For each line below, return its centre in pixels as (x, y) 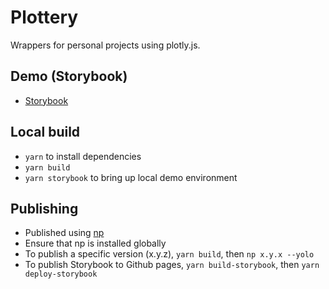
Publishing (44, 208)
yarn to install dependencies (83, 156)
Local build (45, 132)
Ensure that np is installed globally (95, 243)
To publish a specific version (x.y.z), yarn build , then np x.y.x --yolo (169, 254)
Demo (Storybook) (69, 76)
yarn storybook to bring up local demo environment (131, 177)
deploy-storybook (61, 274)
